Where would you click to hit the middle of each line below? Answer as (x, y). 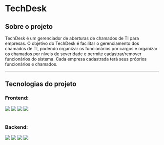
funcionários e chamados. (31, 64)
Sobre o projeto (29, 27)
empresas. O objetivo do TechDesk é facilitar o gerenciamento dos (72, 43)
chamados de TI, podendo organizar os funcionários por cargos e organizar (81, 49)
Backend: (17, 127)
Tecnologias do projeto (41, 84)
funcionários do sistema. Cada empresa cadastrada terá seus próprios (76, 59)
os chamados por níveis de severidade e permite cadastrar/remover (73, 54)
